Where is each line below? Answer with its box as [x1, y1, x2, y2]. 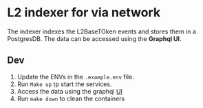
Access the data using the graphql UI [17, 87, 122, 95]
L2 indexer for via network [7, 5, 160, 21]
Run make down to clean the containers [17, 94, 125, 103]
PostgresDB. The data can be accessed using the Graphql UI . [7, 34, 182, 42]
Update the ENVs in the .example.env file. [17, 72, 134, 81]
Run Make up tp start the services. [17, 80, 112, 88]
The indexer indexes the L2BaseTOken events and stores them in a [7, 27, 196, 36]
